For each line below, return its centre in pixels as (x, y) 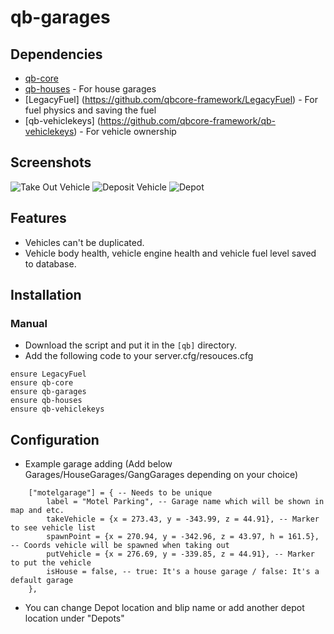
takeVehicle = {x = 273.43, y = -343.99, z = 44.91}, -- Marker (183, 519)
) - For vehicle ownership (125, 131)
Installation (46, 295)
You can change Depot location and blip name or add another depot (164, 608)
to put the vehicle (51, 563)
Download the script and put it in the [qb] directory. (131, 345)
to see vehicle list (53, 528)
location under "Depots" (74, 618)
